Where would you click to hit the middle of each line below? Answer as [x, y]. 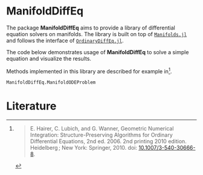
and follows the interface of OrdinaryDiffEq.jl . [65, 40]
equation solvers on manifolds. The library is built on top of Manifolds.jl [97, 34]
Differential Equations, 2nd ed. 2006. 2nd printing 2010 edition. [108, 141]
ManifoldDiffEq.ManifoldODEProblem [51, 82]
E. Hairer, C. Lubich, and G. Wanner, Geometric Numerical [102, 128]
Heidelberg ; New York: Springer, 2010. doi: [84, 147]
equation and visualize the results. [49, 58]
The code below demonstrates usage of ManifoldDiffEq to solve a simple [98, 52]
